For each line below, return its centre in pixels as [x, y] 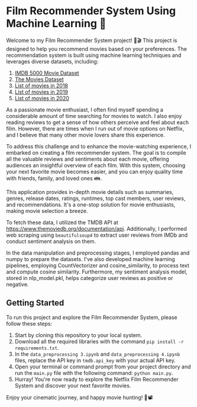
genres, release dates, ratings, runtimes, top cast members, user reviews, [96, 198]
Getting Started [35, 303]
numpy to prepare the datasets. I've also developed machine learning [91, 259]
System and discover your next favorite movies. [73, 385]
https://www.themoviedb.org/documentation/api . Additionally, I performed [97, 228]
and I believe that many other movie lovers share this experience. [85, 135]
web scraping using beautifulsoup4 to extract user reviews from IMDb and [97, 235]
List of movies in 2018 [41, 85]
